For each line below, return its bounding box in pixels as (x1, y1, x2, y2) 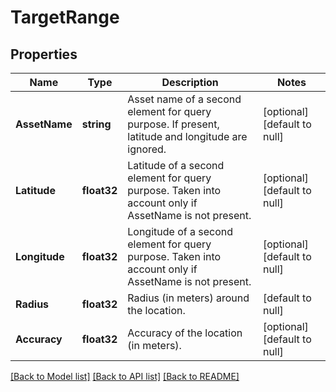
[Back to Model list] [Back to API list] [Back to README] (10, 371, 240, 382)
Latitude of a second (127, 159, 225, 172)
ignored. (127, 142, 167, 156)
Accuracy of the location (127, 326, 243, 340)
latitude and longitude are (127, 130, 248, 143)
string (81, 117, 112, 131)
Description (161, 76, 219, 89)
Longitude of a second (127, 225, 233, 238)
